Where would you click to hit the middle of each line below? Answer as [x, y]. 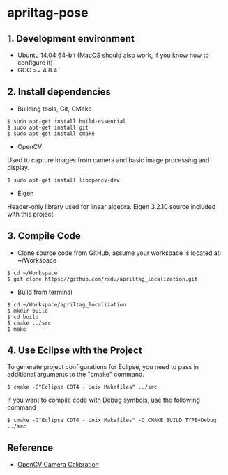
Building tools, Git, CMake [54, 109]
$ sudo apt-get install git [48, 127]
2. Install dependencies [59, 92]
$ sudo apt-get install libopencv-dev [63, 180]
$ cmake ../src [29, 323]
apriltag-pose [48, 13]
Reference [30, 447]
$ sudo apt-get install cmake [51, 134]
